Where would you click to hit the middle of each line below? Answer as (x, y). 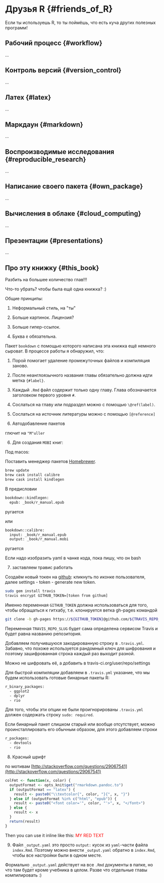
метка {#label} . (29, 380)
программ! (16, 27)
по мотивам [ (19, 766)
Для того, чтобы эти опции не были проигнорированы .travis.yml (74, 709)
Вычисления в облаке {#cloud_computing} (73, 214)
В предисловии (21, 489)
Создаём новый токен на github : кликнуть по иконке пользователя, (75, 577)
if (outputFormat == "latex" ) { (42, 790)
